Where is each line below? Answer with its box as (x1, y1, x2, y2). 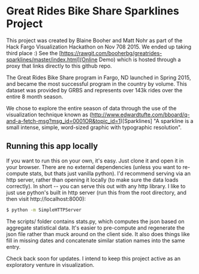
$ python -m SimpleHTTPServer (6, 207, 82, 213)
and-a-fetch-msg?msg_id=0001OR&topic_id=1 (6, 117, 121, 124)
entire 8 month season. (6, 93, 64, 100)
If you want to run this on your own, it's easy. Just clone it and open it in (6, 157, 184, 164)
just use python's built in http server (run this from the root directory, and (6, 189, 187, 196)
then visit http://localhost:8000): (6, 195, 86, 202)
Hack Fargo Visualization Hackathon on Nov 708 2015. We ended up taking (6, 43, 192, 50)
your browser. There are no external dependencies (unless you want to (6, 163, 182, 170)
